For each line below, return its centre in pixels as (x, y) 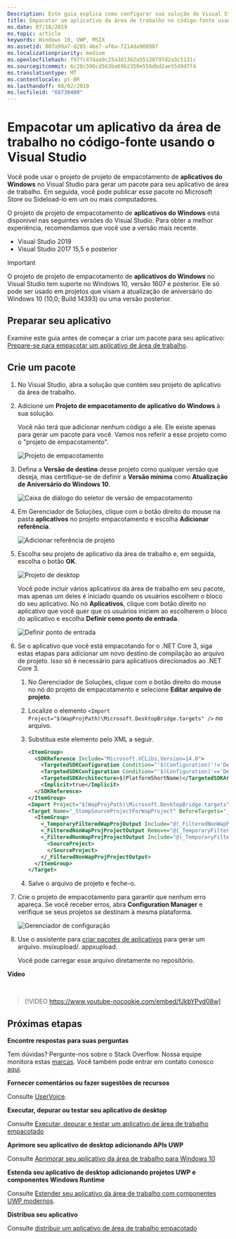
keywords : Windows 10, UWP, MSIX (56, 40)
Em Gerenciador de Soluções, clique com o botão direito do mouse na (119, 511)
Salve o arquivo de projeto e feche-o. (82, 883)
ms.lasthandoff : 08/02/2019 (48, 86)
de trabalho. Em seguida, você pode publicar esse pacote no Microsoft (110, 192)
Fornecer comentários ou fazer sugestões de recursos (88, 1083)
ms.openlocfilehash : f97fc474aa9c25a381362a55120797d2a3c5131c (102, 60)
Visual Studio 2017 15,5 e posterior (67, 249)
